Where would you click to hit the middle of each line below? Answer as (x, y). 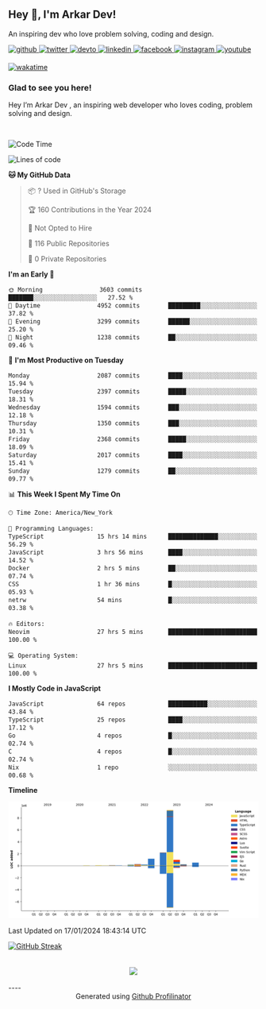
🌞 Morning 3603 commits (75, 290)
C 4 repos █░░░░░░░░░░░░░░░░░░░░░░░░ (133, 752)
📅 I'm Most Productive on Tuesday (66, 360)
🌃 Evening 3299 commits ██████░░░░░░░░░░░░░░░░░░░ (133, 322)
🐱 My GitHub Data (40, 175)
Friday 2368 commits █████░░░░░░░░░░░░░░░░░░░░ (133, 439)
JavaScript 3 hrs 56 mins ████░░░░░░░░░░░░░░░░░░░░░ (133, 553)
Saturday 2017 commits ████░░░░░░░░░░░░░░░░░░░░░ (133, 455)
